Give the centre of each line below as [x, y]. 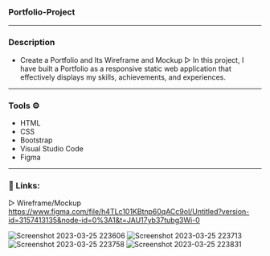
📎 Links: [24, 185]
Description [32, 43]
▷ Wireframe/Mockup [45, 203]
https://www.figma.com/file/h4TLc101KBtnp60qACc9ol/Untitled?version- [129, 212]
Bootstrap [36, 140]
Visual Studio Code [52, 148]
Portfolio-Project [42, 12]
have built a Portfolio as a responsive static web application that [125, 68]
